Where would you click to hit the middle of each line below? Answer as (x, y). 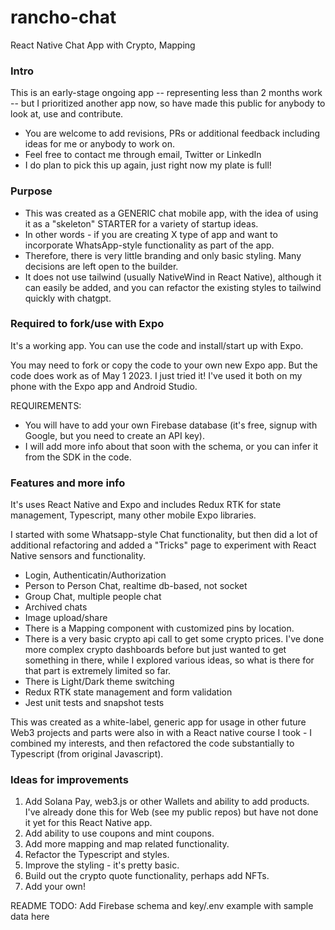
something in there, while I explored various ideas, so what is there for (169, 660)
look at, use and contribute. (67, 114)
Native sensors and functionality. (78, 556)
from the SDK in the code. (78, 457)
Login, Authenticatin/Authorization (95, 575)
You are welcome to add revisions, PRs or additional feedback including (172, 133)
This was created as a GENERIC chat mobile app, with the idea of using (171, 213)
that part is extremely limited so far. (98, 671)
